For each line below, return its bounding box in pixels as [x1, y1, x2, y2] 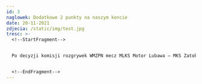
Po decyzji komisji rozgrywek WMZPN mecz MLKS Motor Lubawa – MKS [11, 53, 182, 59]
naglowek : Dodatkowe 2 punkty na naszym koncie [6, 14, 128, 20]
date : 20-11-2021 [6, 20, 50, 26]
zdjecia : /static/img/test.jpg [6, 25, 85, 32]
